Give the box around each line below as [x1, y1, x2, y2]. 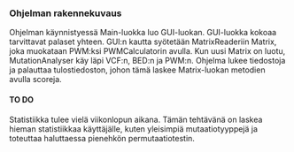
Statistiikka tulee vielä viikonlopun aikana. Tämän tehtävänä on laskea [9, 114, 263, 125]
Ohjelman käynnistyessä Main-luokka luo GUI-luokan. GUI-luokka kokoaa [9, 27, 277, 38]
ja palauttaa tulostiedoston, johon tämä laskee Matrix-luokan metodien [9, 65, 266, 75]
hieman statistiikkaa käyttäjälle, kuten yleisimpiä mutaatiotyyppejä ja [9, 123, 259, 134]
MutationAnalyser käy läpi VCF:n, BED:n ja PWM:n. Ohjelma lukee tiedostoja [9, 56, 286, 66]
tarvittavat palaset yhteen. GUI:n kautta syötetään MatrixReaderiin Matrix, [9, 36, 277, 47]
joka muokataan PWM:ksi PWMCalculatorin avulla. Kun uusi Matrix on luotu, [9, 46, 286, 57]
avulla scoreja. [9, 74, 62, 85]
